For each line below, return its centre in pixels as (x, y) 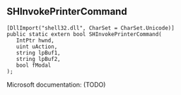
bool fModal (34, 65)
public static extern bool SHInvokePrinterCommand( (84, 34)
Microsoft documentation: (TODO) (56, 84)
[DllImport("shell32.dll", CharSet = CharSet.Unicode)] (90, 28)
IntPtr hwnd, (35, 40)
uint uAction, (37, 46)
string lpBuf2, (38, 59)
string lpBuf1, (38, 52)
